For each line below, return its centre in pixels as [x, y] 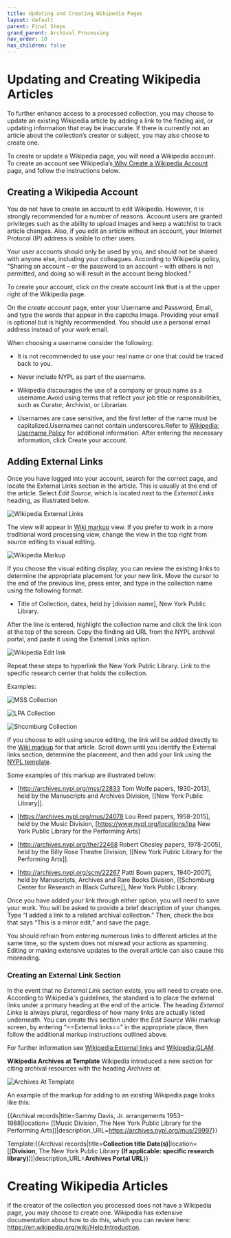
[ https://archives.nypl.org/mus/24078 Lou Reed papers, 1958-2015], [114, 816]
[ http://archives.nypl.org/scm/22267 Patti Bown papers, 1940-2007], [114, 872]
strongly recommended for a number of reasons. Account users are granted [115, 216]
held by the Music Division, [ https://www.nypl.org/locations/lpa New [114, 823]
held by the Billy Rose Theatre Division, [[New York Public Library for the [120, 852]
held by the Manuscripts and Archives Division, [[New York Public [110, 796]
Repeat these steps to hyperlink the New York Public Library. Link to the [109, 666]
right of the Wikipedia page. [46, 294]
